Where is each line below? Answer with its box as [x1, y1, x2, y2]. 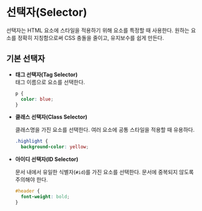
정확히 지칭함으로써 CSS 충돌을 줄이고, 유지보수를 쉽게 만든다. [17, 34, 164, 41]
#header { [15, 188, 41, 194]
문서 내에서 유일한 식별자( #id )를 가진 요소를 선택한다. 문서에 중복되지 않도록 [15, 169, 194, 176]
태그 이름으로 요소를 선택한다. [15, 78, 86, 85]
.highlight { [15, 138, 49, 144]
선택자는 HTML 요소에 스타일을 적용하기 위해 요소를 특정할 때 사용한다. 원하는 [6, 27, 190, 34]
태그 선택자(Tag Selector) [15, 71, 78, 78]
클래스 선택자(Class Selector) [15, 113, 88, 121]
